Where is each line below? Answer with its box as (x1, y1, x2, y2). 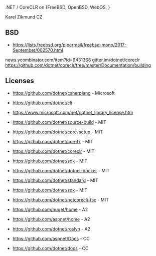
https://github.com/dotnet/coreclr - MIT (12, 148, 95, 154)
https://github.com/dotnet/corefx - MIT (12, 138, 94, 144)
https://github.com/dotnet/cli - (12, 100, 76, 106)
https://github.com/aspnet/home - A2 (12, 216, 90, 222)
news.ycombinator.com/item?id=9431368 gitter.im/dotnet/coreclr (5, 57, 140, 63)
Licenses (5, 77, 34, 85)
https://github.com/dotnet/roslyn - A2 (12, 225, 91, 232)
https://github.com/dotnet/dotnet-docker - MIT (12, 167, 110, 173)
